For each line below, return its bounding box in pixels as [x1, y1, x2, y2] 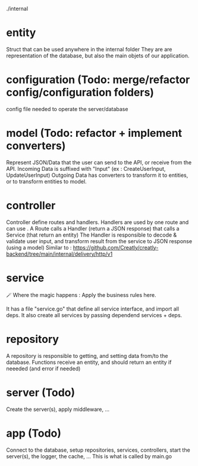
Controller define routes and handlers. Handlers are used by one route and [6, 218, 189, 226]
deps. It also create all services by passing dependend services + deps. [6, 311, 183, 318]
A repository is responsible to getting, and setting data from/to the [6, 352, 168, 359]
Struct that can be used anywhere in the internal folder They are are [6, 45, 172, 53]
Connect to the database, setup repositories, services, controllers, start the [6, 446, 190, 453]
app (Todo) [6, 427, 61, 440]
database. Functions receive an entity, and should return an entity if [6, 358, 172, 366]
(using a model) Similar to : [6, 244, 72, 251]
